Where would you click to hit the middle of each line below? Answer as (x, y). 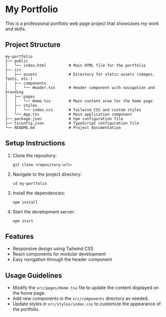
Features (19, 236)
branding (14, 92)
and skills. (16, 28)
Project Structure (33, 45)
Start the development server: (44, 211)
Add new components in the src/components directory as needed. (81, 299)
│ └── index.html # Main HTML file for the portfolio (75, 65)
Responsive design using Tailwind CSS (53, 249)
